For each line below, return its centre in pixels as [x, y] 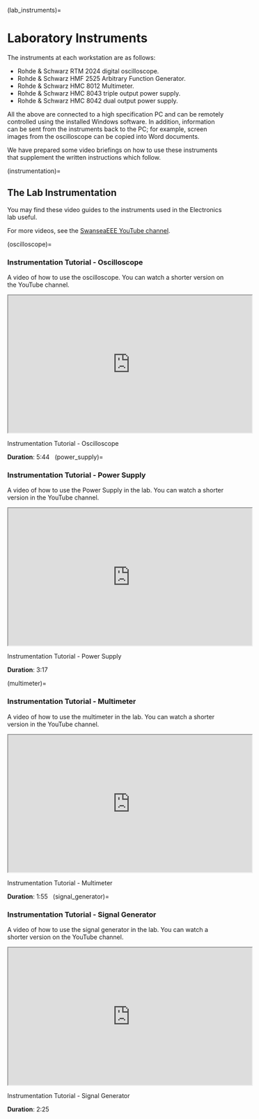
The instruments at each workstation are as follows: [81, 57]
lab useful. [22, 217]
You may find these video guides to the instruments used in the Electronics [115, 209]
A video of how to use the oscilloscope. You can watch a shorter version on [116, 278]
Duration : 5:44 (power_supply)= [55, 457]
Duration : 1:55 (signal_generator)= [58, 896]
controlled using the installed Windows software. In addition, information [111, 121]
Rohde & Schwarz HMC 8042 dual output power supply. [98, 100]
